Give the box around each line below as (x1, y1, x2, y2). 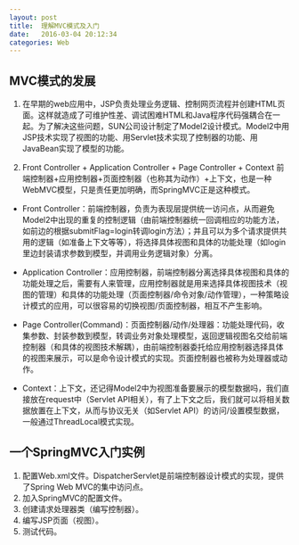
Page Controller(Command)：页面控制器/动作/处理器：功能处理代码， (21, 319, 278, 330)
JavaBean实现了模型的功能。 (21, 144, 129, 154)
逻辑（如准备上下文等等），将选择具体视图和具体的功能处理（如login (37, 237, 287, 248)
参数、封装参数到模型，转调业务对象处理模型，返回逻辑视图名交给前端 (29, 331, 287, 342)
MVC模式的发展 (9, 73, 96, 88)
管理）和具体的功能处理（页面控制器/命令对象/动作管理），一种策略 (37, 289, 282, 300)
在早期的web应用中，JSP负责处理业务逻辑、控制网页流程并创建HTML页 (21, 99, 286, 110)
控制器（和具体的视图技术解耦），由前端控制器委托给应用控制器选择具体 (21, 342, 284, 352)
